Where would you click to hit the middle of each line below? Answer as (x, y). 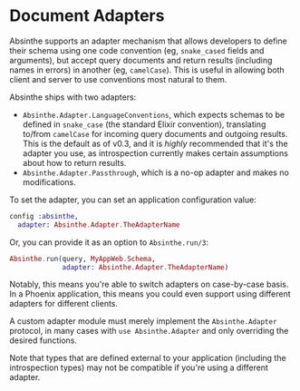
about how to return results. (74, 162)
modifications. (49, 181)
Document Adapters (87, 16)
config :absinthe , (44, 216)
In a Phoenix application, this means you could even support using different (150, 294)
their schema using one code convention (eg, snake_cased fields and (137, 50)
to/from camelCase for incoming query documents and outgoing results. (155, 133)
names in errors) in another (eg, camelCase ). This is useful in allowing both (147, 70)
